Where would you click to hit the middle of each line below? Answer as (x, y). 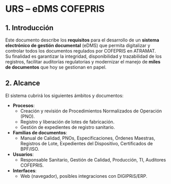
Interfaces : (25, 170)
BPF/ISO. (30, 149)
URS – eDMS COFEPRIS (55, 9)
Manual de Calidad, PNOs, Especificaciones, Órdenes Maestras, (88, 138)
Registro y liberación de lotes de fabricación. (67, 122)
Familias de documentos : (40, 132)
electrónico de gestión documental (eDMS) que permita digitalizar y (78, 45)
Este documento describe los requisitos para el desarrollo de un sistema (82, 40)
